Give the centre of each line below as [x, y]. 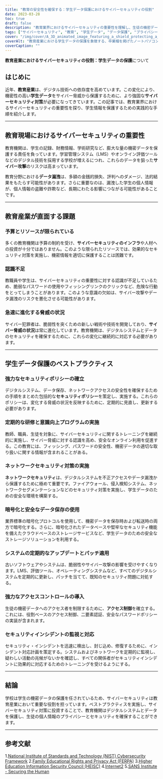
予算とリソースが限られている [40, 231]
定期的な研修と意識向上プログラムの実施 [52, 423]
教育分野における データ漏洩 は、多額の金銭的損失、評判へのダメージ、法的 [79, 177]
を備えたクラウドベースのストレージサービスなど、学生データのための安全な [81, 533]
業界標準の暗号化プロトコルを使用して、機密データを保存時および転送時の [79, 521]
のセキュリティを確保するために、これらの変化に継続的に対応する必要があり [81, 336]
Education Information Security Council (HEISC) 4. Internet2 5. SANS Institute [81, 766]
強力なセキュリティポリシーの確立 [45, 379]
